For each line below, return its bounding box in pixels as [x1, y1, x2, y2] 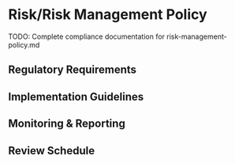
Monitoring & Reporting [8, 117, 126, 131]
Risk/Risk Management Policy [8, 6, 207, 24]
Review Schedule [8, 144, 95, 157]
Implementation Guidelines [8, 89, 144, 104]
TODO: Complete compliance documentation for [8, 32, 166, 41]
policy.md [8, 40, 40, 49]
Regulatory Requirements [8, 63, 136, 77]
